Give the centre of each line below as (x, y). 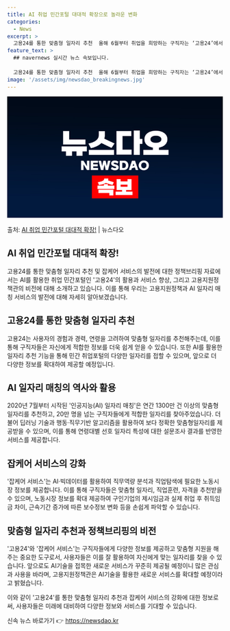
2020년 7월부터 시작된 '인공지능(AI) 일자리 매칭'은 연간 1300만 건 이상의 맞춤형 (113, 405)
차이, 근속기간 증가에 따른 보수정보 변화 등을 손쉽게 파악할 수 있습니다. (107, 507)
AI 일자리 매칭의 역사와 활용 (62, 388)
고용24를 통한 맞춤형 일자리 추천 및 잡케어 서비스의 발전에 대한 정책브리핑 (105, 271)
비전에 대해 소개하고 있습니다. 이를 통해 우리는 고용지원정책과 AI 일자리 (119, 288)
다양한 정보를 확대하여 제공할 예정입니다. (61, 364)
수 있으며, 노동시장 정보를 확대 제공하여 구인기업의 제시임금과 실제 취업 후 (105, 499)
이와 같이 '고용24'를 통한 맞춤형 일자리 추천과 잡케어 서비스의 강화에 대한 (104, 597)
